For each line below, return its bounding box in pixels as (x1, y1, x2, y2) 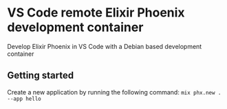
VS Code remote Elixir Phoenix (7, 5, 185, 21)
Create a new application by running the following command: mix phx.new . (7, 88, 221, 96)
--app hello (7, 95, 41, 102)
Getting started (7, 70, 74, 81)
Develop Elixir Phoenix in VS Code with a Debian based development (7, 42, 202, 50)
